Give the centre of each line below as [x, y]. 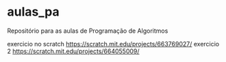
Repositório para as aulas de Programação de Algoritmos [88, 31]
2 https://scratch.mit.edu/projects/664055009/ [73, 51]
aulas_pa [33, 12]
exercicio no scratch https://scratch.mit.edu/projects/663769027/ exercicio [113, 44]
